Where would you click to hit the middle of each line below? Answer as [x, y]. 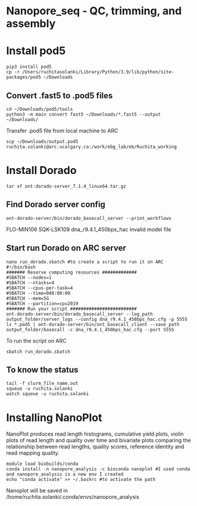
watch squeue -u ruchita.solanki [48, 394]
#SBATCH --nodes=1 [29, 277]
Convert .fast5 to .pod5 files [60, 96]
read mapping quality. [33, 453]
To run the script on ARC [36, 340]
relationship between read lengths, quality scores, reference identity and [95, 447]
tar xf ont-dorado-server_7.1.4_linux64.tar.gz [66, 186]
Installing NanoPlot [54, 417]
